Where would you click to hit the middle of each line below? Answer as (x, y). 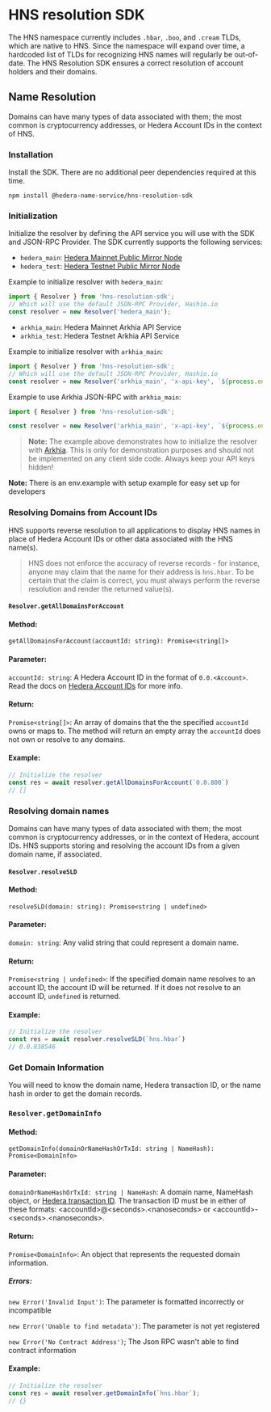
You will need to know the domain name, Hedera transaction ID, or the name (135, 1085)
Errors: (20, 1281)
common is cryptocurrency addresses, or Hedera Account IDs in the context (135, 125)
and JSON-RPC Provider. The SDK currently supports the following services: (135, 242)
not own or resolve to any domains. (67, 739)
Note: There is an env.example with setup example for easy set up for (124, 483)
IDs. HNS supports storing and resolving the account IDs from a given (124, 845)
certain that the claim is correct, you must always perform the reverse (144, 580)
